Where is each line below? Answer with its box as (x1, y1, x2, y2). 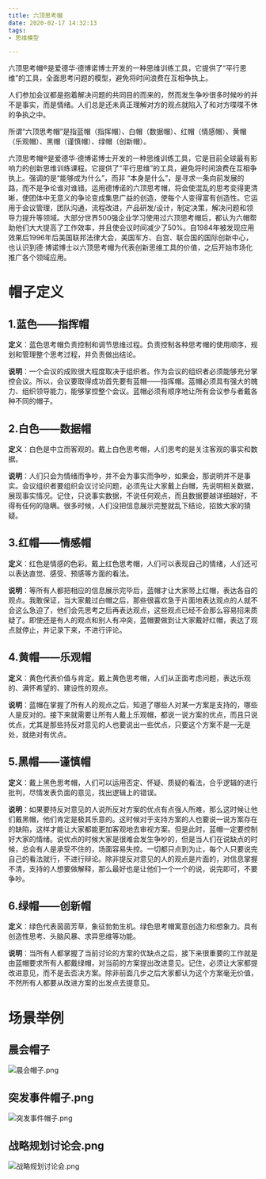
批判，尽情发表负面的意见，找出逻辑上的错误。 (8, 787, 161, 797)
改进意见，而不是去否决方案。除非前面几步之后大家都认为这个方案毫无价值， (8, 968, 258, 978)
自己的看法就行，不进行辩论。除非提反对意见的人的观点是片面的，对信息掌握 (8, 854, 258, 863)
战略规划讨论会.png (8, 1139, 104, 1152)
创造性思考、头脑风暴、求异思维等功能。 (8, 932, 140, 941)
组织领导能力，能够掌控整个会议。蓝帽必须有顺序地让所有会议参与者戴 (21, 386, 251, 396)
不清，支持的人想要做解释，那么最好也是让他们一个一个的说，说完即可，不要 (8, 863, 258, 873)
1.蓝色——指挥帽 (8, 317, 89, 331)
